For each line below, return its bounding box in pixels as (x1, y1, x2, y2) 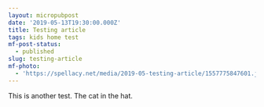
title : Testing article (8, 26, 86, 34)
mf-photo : (8, 62, 41, 70)
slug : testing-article (8, 55, 82, 63)
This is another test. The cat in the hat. (8, 91, 134, 100)
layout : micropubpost (8, 11, 79, 20)
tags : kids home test (8, 33, 79, 41)
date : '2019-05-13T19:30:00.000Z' (8, 19, 122, 27)
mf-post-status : (8, 41, 61, 48)
